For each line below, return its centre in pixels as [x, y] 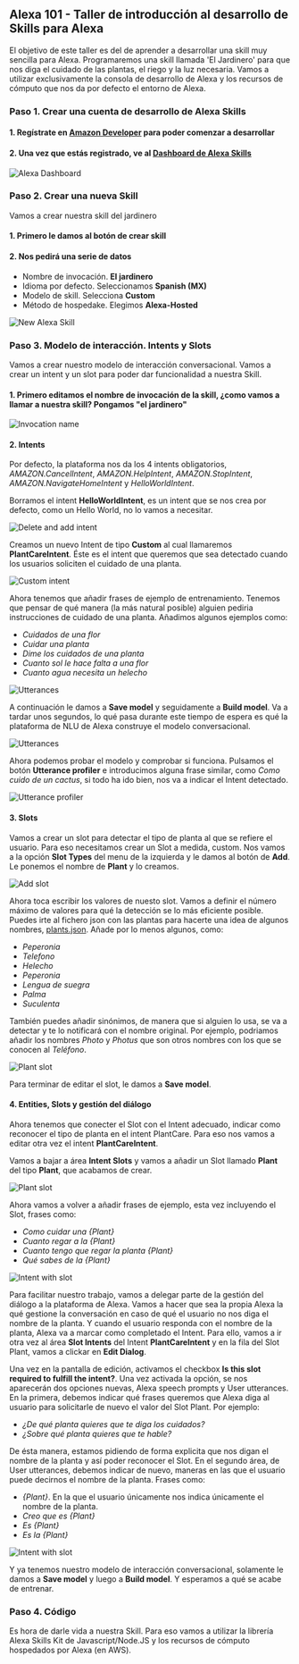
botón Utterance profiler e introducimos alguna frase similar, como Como [145, 770]
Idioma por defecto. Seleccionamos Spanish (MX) [114, 286]
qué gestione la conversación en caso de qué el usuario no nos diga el [139, 1314]
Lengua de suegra [56, 984]
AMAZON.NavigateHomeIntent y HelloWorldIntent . [102, 483]
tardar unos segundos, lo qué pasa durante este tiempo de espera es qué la [149, 717]
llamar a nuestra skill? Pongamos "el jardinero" [98, 404]
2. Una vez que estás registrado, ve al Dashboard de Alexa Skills [130, 153]
